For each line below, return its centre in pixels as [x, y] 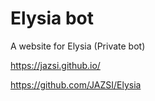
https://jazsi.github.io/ [55, 65]
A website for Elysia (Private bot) [78, 46]
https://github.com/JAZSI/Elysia [76, 84]
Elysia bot [52, 18]
